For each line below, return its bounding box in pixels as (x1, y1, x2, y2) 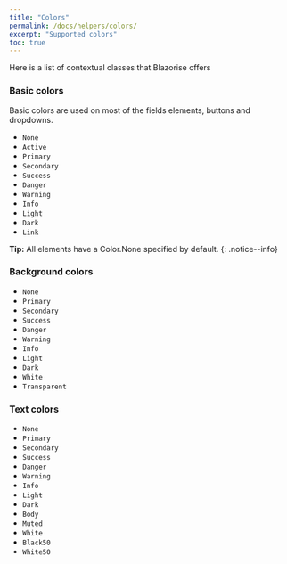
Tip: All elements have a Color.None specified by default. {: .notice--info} (9, 243, 278, 254)
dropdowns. (9, 114, 53, 125)
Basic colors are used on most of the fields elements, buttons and (9, 104, 251, 116)
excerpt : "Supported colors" (9, 29, 118, 38)
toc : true (9, 37, 46, 47)
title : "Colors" (9, 12, 70, 22)
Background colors (9, 266, 94, 278)
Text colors (9, 403, 60, 415)
